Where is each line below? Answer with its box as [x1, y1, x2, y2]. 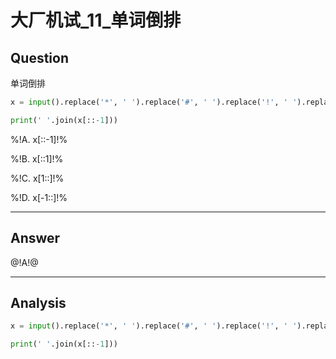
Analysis [10, 294, 67, 311]
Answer [10, 230, 61, 247]
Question [10, 49, 69, 66]
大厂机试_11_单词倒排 [10, 9, 182, 32]
